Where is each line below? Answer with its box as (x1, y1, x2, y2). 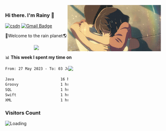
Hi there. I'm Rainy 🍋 (5, 12, 55, 19)
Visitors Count (5, 109, 41, 116)
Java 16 (5, 77, 65, 82)
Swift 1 (5, 92, 63, 98)
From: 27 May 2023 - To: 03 (5, 66, 63, 71)
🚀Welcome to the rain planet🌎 (5, 33, 67, 39)
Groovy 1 (5, 82, 63, 87)
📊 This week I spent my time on (5, 54, 72, 61)
